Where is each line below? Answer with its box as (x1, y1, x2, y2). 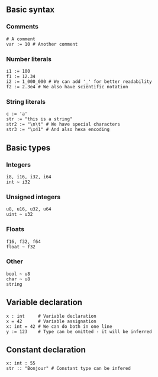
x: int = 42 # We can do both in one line (6, 323, 112, 330)
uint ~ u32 (6, 212, 33, 218)
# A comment (6, 36, 36, 42)
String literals (6, 97, 46, 106)
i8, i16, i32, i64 (6, 174, 51, 180)
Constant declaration (6, 345, 86, 355)
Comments (6, 23, 38, 31)
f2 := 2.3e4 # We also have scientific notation (6, 84, 128, 90)
